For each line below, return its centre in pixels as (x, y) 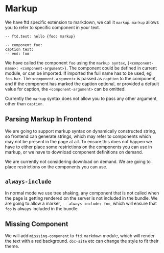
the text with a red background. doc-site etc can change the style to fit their (82, 241)
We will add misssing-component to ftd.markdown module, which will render (80, 236)
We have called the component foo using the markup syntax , (66, 63)
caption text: (20, 49)
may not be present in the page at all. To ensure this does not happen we (79, 141)
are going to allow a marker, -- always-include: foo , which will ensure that (81, 203)
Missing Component (37, 224)
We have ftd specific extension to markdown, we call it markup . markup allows (82, 22)
